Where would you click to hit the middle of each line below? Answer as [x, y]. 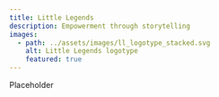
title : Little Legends [52, 18]
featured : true [54, 59]
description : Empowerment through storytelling [100, 26]
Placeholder [31, 85]
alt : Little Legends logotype [82, 51]
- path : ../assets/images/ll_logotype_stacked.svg [114, 43]
